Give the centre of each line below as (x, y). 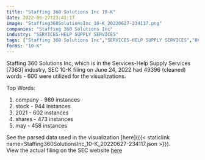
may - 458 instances (41, 125)
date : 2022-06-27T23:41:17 (41, 18)
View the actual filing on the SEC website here (64, 150)
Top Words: (21, 88)
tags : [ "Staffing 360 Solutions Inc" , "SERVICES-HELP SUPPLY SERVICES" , (99, 40)
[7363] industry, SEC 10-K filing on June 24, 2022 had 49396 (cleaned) (96, 69)
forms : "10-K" (24, 46)
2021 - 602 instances (42, 113)
